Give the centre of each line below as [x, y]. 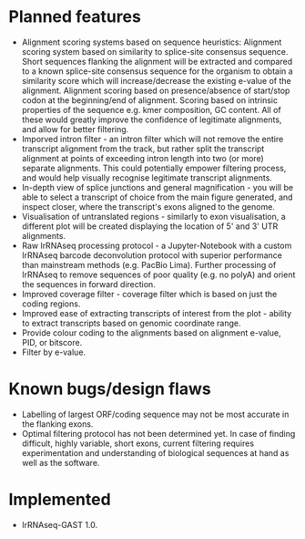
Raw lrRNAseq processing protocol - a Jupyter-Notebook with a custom [157, 245]
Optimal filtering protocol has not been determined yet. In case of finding [158, 433]
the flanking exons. [57, 424]
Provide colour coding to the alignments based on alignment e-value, [151, 332]
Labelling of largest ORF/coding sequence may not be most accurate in [155, 414]
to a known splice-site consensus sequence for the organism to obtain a [157, 71]
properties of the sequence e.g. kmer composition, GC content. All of [151, 109]
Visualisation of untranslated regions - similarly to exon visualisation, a [153, 216]
